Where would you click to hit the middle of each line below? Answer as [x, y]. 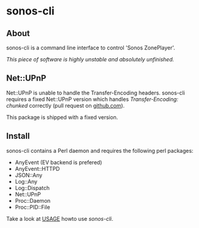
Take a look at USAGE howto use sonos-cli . [60, 218]
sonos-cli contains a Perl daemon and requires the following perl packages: [100, 150]
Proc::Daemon [33, 200]
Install [18, 136]
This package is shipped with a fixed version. [62, 117]
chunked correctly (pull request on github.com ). [66, 105]
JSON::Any [29, 175]
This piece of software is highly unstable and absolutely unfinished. [90, 59]
